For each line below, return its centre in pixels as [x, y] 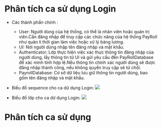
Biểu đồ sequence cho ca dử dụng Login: [53, 87]
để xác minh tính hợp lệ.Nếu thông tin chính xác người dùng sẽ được [87, 62]
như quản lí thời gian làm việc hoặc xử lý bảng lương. [72, 42]
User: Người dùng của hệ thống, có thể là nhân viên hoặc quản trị [84, 31]
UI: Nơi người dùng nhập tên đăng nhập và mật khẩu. [72, 47]
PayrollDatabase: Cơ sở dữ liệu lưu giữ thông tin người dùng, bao [83, 72]
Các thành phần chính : [35, 22]
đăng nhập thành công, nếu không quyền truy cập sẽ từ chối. [80, 67]
